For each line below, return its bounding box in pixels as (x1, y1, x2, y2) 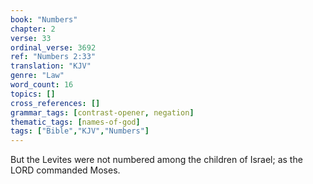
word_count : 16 (10, 80, 74, 90)
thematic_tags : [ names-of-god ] (10, 117, 141, 127)
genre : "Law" (10, 71, 65, 81)
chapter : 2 (10, 24, 56, 34)
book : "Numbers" (10, 14, 78, 25)
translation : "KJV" (10, 61, 92, 71)
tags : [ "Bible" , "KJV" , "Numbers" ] (10, 126, 150, 136)
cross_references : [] (10, 98, 101, 108)
